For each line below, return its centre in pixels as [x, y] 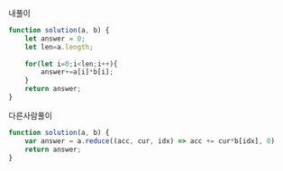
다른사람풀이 [31, 115]
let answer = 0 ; [55, 39]
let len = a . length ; [59, 47]
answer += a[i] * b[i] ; [78, 72]
